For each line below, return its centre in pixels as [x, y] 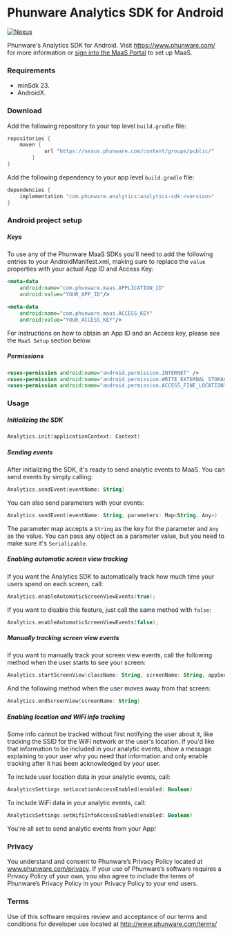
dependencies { [29, 190]
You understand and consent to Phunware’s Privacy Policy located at [105, 862]
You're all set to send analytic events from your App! [82, 828]
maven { [30, 145]
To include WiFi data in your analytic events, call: [77, 803]
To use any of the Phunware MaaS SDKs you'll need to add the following [110, 254]
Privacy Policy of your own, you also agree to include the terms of [101, 876]
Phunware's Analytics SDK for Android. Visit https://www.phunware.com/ [111, 45]
